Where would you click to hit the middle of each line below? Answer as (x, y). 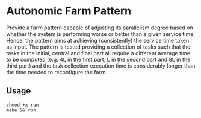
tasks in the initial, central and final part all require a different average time (98, 53)
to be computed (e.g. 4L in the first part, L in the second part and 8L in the (98, 59)
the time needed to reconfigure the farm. (57, 72)
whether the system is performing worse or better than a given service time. (101, 34)
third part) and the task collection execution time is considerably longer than (101, 66)
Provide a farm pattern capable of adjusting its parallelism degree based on (100, 28)
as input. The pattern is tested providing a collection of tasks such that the (98, 47)
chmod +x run (23, 105)
